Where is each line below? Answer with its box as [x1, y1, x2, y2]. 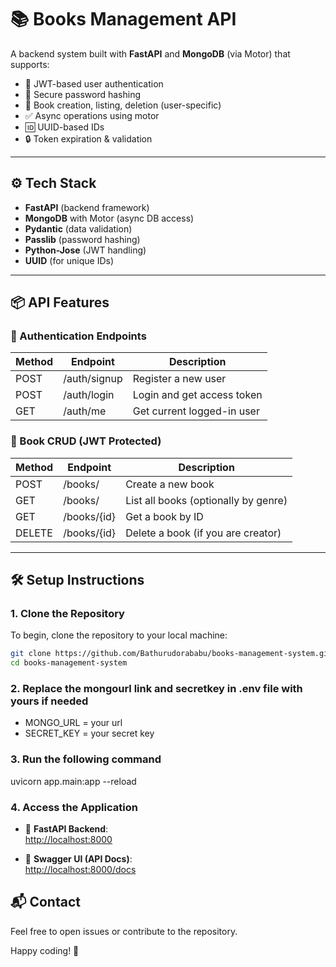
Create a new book [125, 477, 215, 491]
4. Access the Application [10, 800, 138, 814]
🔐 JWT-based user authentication [24, 77, 164, 90]
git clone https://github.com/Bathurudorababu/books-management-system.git [10, 649, 333, 659]
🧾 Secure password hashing [24, 88, 142, 100]
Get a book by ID [125, 509, 204, 523]
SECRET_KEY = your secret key [24, 727, 155, 740]
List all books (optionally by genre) [125, 493, 288, 507]
